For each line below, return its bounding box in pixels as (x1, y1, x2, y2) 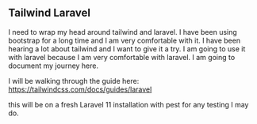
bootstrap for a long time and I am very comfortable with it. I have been (8, 36, 240, 45)
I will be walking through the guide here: (8, 76, 140, 85)
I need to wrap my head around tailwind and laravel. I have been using (8, 27, 238, 36)
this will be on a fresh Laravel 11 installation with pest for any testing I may (8, 100, 249, 109)
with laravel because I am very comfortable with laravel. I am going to (8, 52, 236, 62)
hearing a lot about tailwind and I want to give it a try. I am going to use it (8, 43, 246, 54)
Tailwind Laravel (8, 6, 91, 20)
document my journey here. (8, 61, 99, 70)
